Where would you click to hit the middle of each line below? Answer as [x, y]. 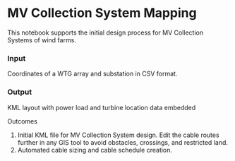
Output [20, 92]
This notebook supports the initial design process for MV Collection [105, 32]
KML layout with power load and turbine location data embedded [102, 107]
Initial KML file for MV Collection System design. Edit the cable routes [119, 135]
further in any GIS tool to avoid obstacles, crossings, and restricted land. [122, 142]
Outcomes [22, 121]
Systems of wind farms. [42, 40]
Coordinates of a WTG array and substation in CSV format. [92, 74]
